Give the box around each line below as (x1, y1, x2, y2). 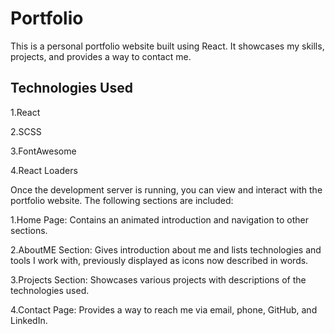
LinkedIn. (10, 314, 48, 326)
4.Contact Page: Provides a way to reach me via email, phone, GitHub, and (10, 303, 318, 316)
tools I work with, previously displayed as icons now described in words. (10, 254, 309, 266)
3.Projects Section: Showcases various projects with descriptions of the (10, 273, 307, 286)
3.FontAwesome (10, 145, 77, 157)
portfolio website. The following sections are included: (10, 194, 234, 206)
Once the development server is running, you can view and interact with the (10, 183, 323, 196)
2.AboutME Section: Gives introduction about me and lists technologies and (10, 243, 322, 256)
